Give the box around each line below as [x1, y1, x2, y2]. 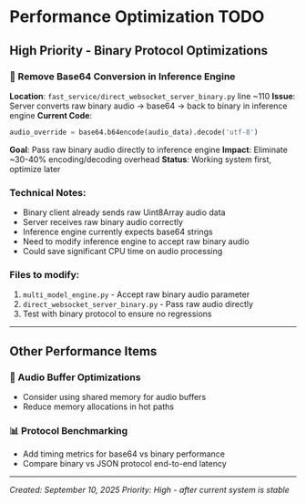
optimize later [9, 163, 61, 174]
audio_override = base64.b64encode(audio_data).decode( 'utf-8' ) [9, 128, 259, 137]
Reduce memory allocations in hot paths [22, 401, 175, 412]
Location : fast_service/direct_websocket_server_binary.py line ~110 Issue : [9, 90, 296, 101]
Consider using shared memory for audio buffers [22, 392, 207, 403]
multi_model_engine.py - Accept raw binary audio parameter [22, 289, 250, 300]
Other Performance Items [9, 344, 158, 359]
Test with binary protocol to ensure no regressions [22, 308, 212, 320]
